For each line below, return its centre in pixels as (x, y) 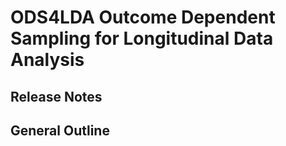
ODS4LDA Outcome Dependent (143, 17)
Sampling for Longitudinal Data (142, 38)
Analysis (47, 60)
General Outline (60, 130)
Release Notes (56, 96)
